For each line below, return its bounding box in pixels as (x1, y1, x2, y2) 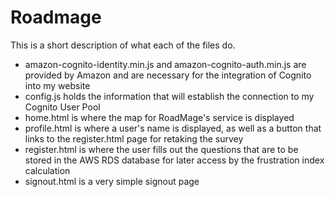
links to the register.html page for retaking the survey (24, 132, 244, 145)
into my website (24, 79, 91, 91)
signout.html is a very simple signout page (24, 175, 200, 187)
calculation (24, 164, 71, 176)
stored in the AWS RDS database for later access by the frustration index (24, 154, 325, 166)
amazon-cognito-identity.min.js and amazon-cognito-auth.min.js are (24, 58, 307, 70)
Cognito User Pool (24, 101, 101, 113)
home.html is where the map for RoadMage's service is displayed (24, 111, 295, 123)
